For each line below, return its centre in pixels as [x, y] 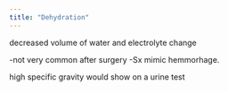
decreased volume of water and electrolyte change [103, 42]
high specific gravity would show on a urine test [97, 77]
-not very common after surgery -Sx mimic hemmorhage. [114, 59]
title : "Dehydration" [49, 17]
